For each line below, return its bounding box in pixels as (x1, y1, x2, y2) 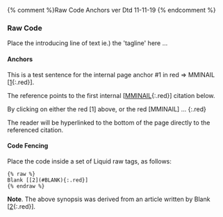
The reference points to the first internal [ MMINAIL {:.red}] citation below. (7, 91, 215, 99)
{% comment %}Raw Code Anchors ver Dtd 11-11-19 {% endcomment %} (7, 6, 217, 14)
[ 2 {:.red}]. (7, 202, 36, 211)
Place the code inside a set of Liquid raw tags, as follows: (7, 156, 172, 166)
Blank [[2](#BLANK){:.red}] (7, 177, 89, 184)
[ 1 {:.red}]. (7, 78, 35, 86)
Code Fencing (7, 142, 49, 150)
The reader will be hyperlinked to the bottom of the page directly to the (7, 118, 210, 127)
